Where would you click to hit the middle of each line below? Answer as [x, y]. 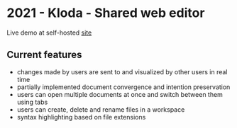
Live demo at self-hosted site [49, 33]
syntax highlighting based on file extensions [81, 117]
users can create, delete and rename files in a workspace [101, 109]
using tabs [32, 102]
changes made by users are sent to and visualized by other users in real [122, 71]
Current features [44, 55]
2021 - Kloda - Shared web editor [106, 13]
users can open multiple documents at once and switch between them [120, 94]
